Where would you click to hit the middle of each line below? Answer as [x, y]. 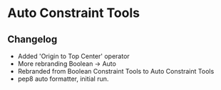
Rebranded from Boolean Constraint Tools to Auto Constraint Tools [116, 71]
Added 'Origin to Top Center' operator [73, 56]
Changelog [32, 39]
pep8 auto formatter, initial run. [63, 79]
